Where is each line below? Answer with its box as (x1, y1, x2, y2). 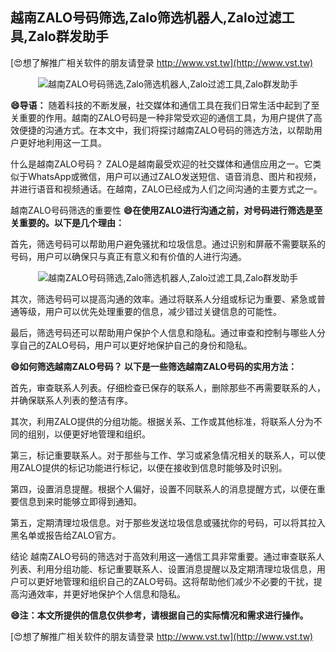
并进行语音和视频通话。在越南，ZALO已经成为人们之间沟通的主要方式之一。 (10, 183, 323, 195)
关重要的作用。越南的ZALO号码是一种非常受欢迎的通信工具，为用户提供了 (10, 111, 314, 123)
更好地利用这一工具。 (18, 136, 107, 148)
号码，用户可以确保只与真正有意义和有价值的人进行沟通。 (10, 250, 247, 262)
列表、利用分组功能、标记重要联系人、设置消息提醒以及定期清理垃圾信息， (10, 563, 317, 575)
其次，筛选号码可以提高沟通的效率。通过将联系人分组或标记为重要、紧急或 (10, 293, 317, 305)
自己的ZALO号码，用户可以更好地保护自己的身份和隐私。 (18, 339, 253, 351)
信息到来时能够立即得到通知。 (18, 495, 142, 507)
